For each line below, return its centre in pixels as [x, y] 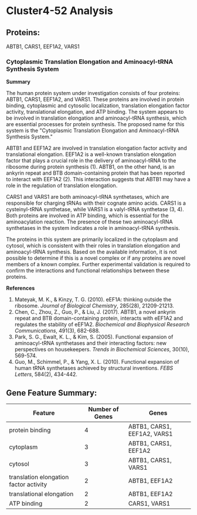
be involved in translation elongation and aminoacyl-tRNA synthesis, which [96, 118]
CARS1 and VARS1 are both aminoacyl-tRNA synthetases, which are [88, 197]
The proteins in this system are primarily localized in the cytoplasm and [92, 239]
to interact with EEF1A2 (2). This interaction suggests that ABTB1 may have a [98, 179]
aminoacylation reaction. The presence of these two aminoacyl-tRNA [89, 222]
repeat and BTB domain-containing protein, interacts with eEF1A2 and [99, 319]
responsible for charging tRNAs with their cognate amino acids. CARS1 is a [96, 203]
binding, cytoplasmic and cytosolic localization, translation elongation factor [98, 106]
